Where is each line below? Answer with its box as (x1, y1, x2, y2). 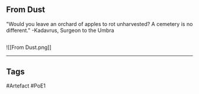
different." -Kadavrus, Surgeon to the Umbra (6, 27, 114, 34)
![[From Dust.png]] (6, 44, 52, 51)
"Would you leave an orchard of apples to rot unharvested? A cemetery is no (6, 20, 193, 27)
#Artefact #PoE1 (6, 82, 46, 89)
